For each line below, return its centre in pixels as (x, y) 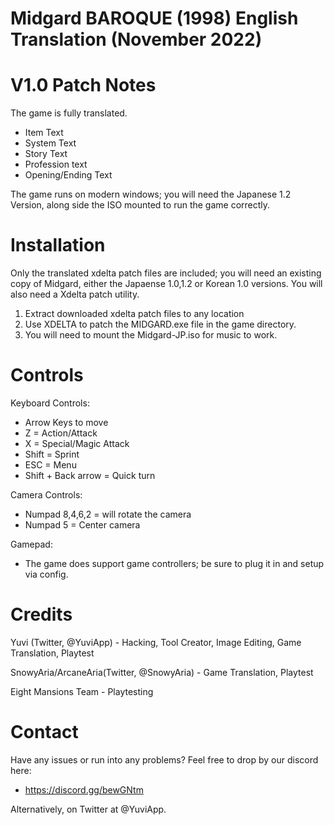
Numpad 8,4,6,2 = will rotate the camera (108, 514)
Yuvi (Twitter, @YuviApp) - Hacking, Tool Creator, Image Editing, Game (156, 642)
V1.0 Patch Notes (83, 85)
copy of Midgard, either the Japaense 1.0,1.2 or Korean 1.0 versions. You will (166, 284)
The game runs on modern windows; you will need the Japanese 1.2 (151, 194)
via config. (46, 574)
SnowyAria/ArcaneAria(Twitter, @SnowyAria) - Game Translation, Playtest (162, 672)
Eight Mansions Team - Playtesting (82, 691)
